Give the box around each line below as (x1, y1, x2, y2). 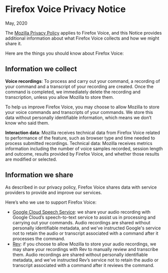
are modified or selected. (5, 156, 57, 162)
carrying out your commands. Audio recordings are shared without (12, 219, 150, 225)
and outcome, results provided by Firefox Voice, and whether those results (5, 151, 159, 157)
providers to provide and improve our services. (5, 189, 102, 195)
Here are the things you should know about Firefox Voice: (5, 50, 124, 56)
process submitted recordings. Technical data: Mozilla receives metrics (5, 140, 153, 146)
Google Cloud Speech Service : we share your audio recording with (12, 209, 151, 215)
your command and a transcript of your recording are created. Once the (5, 83, 154, 89)
